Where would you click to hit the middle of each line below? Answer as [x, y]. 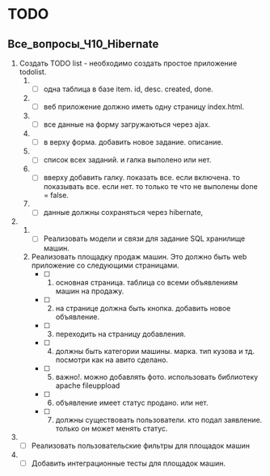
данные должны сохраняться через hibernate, [123, 213]
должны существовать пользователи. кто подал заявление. [159, 419]
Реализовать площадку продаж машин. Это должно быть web [139, 256]
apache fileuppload [88, 385]
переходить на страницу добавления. [121, 334]
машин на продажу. [90, 291]
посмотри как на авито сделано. [112, 360]
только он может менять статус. [112, 428]
